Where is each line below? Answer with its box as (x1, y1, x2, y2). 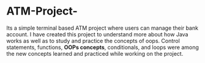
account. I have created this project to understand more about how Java (6, 30, 188, 38)
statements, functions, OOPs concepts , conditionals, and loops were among (6, 44, 199, 51)
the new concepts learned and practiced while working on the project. (6, 50, 184, 57)
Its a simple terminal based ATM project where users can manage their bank (6, 24, 199, 31)
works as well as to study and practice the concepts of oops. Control (6, 37, 181, 44)
